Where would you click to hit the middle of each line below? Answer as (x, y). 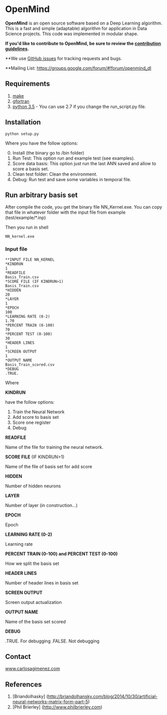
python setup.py (22, 134)
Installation (23, 122)
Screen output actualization (33, 602)
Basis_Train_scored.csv (30, 365)
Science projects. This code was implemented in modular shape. (72, 34)
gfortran (21, 101)
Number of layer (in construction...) (41, 505)
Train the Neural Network (38, 412)
